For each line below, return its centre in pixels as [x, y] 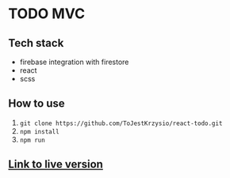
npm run [32, 140]
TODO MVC [47, 14]
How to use [36, 104]
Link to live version [56, 164]
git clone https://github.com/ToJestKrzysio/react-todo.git [121, 123]
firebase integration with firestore [74, 62]
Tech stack [36, 43]
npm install [39, 131]
